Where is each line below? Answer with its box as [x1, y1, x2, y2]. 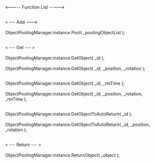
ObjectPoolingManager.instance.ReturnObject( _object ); [5, 152, 120, 158]
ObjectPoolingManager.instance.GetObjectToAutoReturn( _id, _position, [5, 121, 151, 127]
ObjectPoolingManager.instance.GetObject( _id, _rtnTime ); [5, 80, 125, 86]
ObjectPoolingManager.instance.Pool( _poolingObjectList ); [5, 30, 125, 35]
